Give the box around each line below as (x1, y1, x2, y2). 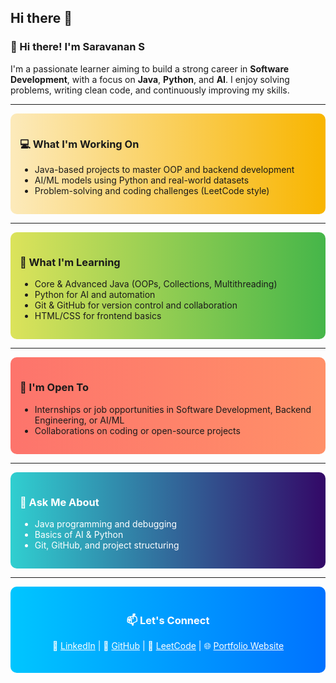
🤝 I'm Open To (19, 381, 89, 395)
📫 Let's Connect (126, 613, 210, 627)
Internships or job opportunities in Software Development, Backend (34, 403, 312, 415)
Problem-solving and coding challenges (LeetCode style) (34, 184, 270, 196)
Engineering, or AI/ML (34, 414, 125, 426)
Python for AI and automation (34, 289, 156, 301)
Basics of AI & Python (34, 528, 124, 540)
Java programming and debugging (34, 517, 178, 530)
